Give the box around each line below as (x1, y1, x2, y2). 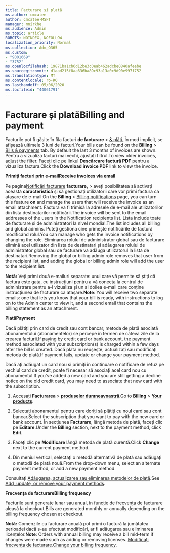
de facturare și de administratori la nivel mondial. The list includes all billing (5, 220, 160, 226)
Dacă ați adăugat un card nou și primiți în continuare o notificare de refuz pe (5, 362, 164, 368)
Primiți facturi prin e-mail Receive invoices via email (5, 173, 116, 179)
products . (12, 398, 34, 404)
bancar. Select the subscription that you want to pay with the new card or (12, 413, 164, 420)
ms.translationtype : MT (5, 73, 56, 78)
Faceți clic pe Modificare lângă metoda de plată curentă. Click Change (12, 439, 159, 445)
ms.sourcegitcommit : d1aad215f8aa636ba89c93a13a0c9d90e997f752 (5, 69, 142, 74)
